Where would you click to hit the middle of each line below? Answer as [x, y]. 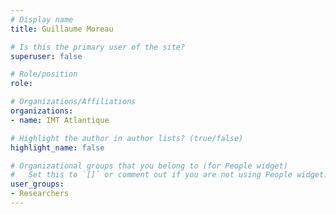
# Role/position [44, 74]
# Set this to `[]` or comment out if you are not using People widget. [169, 175]
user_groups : [37, 184]
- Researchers [40, 194]
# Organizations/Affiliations [73, 102]
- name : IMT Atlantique [60, 120]
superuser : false [46, 56]
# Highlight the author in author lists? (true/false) [127, 138]
